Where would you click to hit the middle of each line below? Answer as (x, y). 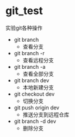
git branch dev (31, 80)
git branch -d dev (35, 121)
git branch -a (30, 66)
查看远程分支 (38, 60)
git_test (24, 11)
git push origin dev (37, 108)
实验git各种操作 (24, 28)
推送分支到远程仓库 (46, 114)
